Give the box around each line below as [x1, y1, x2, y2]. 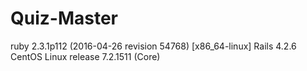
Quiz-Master [10, 7, 118, 30]
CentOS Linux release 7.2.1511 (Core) [10, 50, 161, 62]
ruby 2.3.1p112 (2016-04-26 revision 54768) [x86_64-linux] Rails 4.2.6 [10, 40, 297, 52]
